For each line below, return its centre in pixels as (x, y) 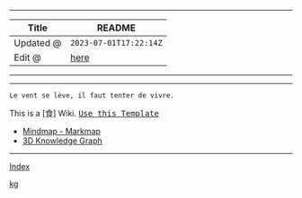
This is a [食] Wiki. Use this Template (84, 113)
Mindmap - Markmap (62, 131)
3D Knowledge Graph (62, 141)
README (117, 28)
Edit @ (28, 57)
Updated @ (38, 43)
